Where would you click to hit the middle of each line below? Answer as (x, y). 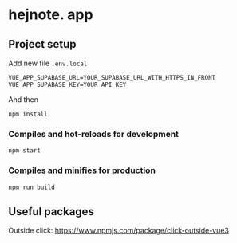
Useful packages (51, 212)
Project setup (43, 44)
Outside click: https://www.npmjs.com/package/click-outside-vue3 (119, 231)
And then (23, 100)
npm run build (32, 187)
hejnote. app (51, 15)
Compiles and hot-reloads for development (94, 134)
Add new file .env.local (48, 63)
